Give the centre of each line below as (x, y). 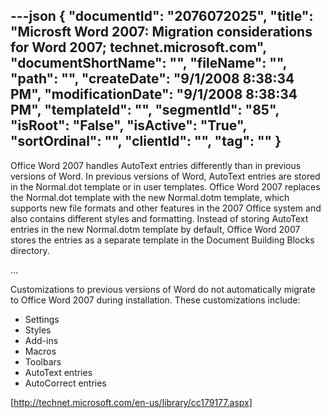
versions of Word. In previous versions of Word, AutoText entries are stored (165, 176)
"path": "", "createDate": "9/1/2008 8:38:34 (152, 79)
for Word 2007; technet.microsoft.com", (138, 47)
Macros (40, 351)
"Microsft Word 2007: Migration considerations (161, 32)
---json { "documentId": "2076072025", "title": (162, 16)
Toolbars (43, 361)
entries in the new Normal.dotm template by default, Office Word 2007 (155, 229)
